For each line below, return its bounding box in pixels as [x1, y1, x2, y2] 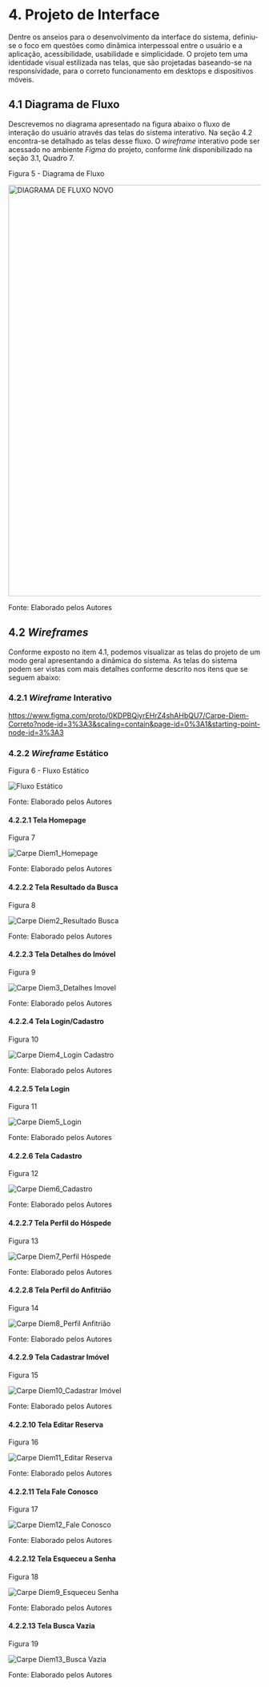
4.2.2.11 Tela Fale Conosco [8, 1487, 98, 1496]
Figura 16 [8, 1437, 38, 1447]
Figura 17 [8, 1504, 38, 1514]
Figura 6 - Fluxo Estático [8, 766, 90, 776]
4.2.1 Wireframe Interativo [8, 693, 112, 704]
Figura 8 [8, 900, 36, 910]
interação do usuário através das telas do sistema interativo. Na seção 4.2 [8, 127, 253, 137]
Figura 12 [8, 1169, 38, 1179]
